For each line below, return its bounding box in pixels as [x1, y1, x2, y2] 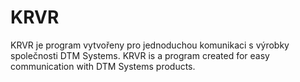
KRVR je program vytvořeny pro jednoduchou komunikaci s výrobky [10, 39, 290, 51]
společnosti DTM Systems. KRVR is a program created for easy [10, 49, 270, 61]
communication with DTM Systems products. [10, 60, 196, 72]
